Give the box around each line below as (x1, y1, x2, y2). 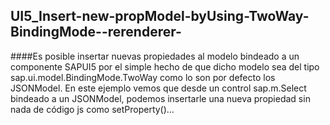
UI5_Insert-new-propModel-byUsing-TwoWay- (10, 8, 310, 25)
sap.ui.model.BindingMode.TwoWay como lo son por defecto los (10, 71, 276, 83)
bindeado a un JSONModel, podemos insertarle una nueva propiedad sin (10, 92, 311, 104)
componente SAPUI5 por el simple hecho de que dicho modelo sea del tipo (10, 60, 320, 73)
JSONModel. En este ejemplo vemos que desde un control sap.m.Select (10, 82, 307, 94)
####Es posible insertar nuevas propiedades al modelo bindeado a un (10, 50, 300, 62)
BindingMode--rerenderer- (10, 24, 182, 41)
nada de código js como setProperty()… (10, 103, 175, 115)
